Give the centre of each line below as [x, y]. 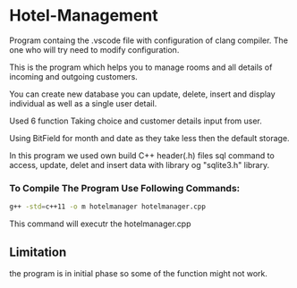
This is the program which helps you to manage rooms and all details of [141, 67]
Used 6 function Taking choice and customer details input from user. [136, 121]
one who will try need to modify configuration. [94, 49]
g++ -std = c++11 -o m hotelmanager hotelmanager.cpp [107, 207]
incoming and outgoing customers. [74, 76]
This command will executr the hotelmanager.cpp [100, 224]
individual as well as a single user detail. [83, 103]
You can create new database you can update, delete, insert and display [142, 94]
